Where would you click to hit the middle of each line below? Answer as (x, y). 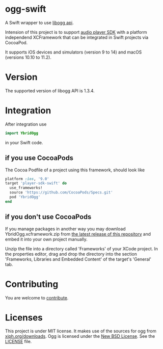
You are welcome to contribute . (37, 297)
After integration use (26, 124)
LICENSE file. (18, 342)
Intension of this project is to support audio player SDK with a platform (76, 32)
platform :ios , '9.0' (27, 179)
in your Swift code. (24, 142)
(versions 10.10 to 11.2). (28, 57)
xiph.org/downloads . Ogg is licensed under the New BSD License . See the (80, 336)
